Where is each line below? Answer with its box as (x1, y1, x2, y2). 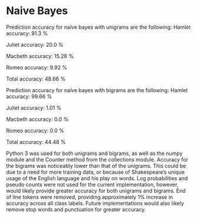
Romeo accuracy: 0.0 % (6, 127, 65, 134)
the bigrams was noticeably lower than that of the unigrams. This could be (6, 162, 186, 169)
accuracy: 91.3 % (6, 29, 48, 36)
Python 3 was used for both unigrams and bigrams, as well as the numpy (6, 150, 183, 157)
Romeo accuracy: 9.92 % (6, 63, 68, 71)
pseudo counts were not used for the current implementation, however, (6, 181, 179, 188)
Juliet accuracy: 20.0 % (6, 41, 64, 48)
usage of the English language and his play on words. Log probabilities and (6, 174, 188, 181)
